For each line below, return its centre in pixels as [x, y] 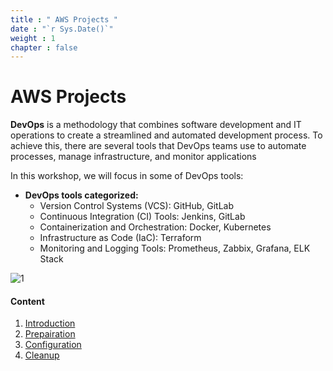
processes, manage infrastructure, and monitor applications [133, 157]
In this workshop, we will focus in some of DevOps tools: [127, 176]
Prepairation [50, 334]
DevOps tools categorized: [81, 195]
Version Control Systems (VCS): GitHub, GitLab [137, 206]
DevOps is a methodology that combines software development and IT [156, 125]
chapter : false [44, 47]
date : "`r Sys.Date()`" [62, 29]
